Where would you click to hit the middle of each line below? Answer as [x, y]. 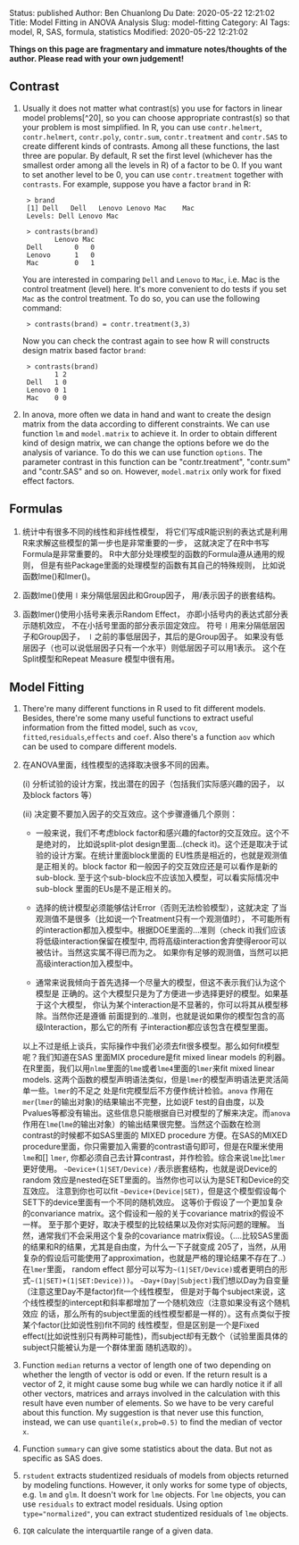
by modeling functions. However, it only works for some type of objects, [155, 1485]
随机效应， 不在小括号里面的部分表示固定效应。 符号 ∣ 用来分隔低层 [154, 625]
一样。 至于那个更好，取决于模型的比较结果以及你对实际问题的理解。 [148, 1225]
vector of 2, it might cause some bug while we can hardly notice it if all [152, 1384]
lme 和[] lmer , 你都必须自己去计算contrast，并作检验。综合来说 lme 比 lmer [154, 1158]
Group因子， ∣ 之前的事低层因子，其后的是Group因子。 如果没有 [157, 636]
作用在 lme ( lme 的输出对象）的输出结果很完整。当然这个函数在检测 [141, 1125]
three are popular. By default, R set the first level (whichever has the [147, 155]
